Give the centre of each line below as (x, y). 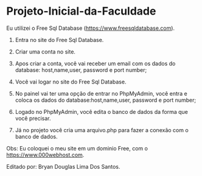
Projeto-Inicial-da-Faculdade (81, 11)
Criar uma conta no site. (45, 51)
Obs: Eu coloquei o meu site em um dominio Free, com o (77, 148)
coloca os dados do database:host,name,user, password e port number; (106, 100)
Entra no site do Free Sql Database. (59, 40)
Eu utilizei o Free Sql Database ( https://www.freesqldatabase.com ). (91, 28)
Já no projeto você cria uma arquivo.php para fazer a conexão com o (102, 130)
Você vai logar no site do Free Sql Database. (71, 82)
